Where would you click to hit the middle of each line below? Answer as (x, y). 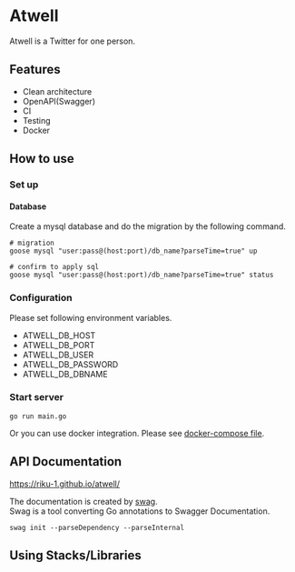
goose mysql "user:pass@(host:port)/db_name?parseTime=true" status (142, 275)
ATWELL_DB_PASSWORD (70, 364)
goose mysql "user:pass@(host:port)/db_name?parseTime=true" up (133, 251)
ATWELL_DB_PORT (59, 345)
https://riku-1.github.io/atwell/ (65, 484)
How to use (42, 159)
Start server (36, 397)
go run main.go (38, 416)
